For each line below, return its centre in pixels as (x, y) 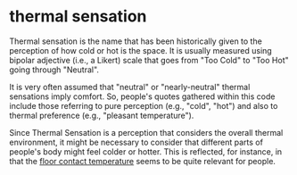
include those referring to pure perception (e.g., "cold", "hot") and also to (144, 105)
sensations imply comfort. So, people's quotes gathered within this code (142, 96)
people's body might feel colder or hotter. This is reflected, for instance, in (146, 151)
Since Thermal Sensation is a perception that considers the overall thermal (146, 132)
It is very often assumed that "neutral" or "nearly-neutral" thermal (130, 87)
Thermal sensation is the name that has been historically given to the (136, 41)
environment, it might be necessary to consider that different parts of (136, 142)
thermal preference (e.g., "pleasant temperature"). (102, 115)
